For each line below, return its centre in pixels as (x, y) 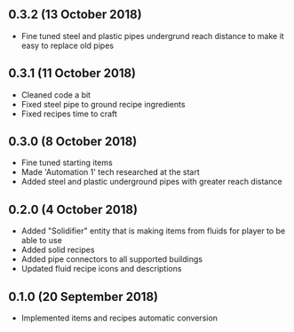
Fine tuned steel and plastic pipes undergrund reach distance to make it (153, 36)
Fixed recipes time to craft (69, 114)
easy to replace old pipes (68, 45)
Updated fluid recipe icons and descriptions (101, 269)
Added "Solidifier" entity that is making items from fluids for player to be (153, 231)
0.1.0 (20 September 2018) (83, 296)
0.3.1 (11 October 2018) (72, 73)
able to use (42, 241)
